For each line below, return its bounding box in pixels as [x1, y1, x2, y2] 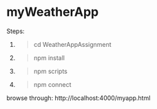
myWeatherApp [6, 4, 99, 20]
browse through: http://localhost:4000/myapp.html [6, 94, 151, 102]
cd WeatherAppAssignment [33, 40, 112, 48]
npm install [33, 53, 65, 62]
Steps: [6, 27, 25, 35]
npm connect [33, 80, 72, 88]
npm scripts [33, 67, 68, 75]
